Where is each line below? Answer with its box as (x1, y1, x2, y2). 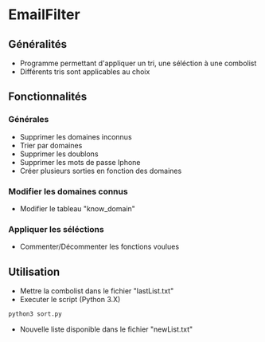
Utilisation (8, 265, 60, 278)
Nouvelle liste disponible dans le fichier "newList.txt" (19, 324, 193, 334)
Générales (8, 114, 49, 125)
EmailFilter (8, 6, 81, 24)
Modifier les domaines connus (8, 186, 129, 197)
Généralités (8, 37, 68, 51)
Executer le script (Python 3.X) (19, 295, 121, 305)
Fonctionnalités (8, 90, 88, 104)
